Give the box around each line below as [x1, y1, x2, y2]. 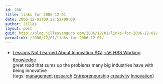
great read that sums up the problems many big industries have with [12, 62, 154, 68]
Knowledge [12, 56, 36, 63]
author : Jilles [5, 21, 37, 27]
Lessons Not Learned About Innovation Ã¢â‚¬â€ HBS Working [12, 49, 141, 55]
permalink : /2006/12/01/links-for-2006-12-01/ [5, 36, 104, 41]
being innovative [12, 67, 47, 73]
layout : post [5, 26, 33, 31]
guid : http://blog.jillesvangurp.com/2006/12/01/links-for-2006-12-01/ [5, 31, 158, 36]
